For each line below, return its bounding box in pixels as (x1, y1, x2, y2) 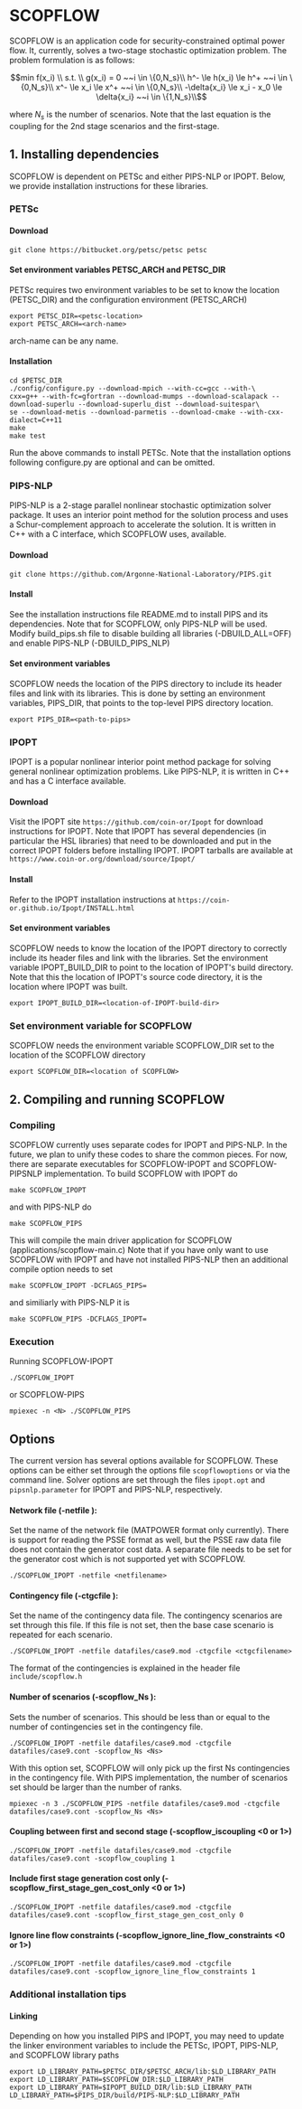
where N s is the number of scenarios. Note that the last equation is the (9, 108, 271, 122)
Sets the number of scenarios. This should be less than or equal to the (9, 1711, 270, 1722)
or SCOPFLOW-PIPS (9, 1389, 86, 1400)
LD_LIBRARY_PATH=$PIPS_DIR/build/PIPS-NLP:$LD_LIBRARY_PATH (9, 2091, 241, 2100)
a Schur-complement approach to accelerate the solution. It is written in (9, 519, 277, 530)
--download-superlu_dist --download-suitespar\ (78, 400, 260, 410)
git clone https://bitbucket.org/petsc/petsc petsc (9, 245, 207, 254)
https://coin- (177, 896, 231, 905)
